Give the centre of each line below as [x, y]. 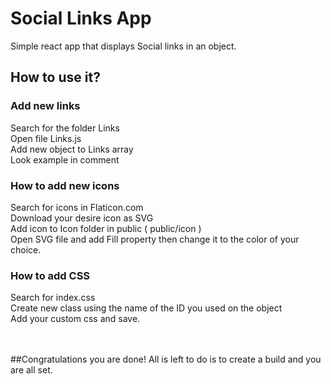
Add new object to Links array [72, 149]
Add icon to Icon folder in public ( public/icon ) [106, 228]
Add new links [45, 106]
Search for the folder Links [65, 128]
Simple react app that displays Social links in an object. [123, 46]
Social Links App [81, 18]
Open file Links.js [46, 138]
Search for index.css [53, 298]
